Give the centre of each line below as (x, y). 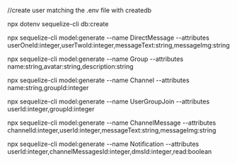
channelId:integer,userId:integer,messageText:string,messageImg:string (112, 130)
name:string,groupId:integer (48, 88)
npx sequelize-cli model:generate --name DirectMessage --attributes (109, 38)
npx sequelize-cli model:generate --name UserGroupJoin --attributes (109, 101)
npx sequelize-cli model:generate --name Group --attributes (96, 59)
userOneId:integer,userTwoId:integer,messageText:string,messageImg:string (118, 45)
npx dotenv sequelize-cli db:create (58, 24)
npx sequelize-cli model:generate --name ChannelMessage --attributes (112, 123)
